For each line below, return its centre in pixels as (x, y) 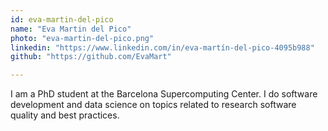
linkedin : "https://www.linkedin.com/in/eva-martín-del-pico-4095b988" (162, 47)
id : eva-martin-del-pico (62, 19)
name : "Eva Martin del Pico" (71, 29)
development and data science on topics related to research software (153, 105)
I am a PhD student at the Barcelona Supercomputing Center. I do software (164, 94)
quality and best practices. (65, 115)
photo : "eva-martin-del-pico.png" (82, 38)
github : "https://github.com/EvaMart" (91, 57)
